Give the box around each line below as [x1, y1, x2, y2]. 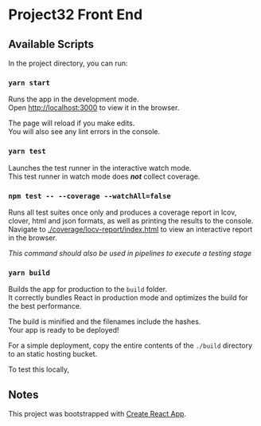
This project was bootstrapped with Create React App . [8, 409, 187, 418]
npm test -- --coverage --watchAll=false [8, 191, 171, 200]
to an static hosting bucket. [8, 349, 98, 359]
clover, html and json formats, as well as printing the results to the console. [8, 215, 254, 225]
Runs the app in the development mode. [8, 94, 139, 105]
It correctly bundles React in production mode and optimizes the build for [8, 293, 248, 302]
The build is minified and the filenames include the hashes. [8, 317, 201, 326]
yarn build [8, 268, 50, 277]
